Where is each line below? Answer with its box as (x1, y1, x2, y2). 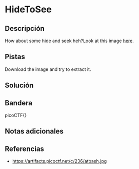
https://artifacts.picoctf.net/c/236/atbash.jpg (12, 158, 107, 164)
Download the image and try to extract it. (5, 66, 91, 72)
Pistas (5, 52, 25, 61)
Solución (5, 81, 34, 90)
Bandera (5, 99, 33, 107)
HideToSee (5, 4, 52, 15)
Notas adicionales (5, 127, 64, 136)
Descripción (5, 24, 45, 33)
